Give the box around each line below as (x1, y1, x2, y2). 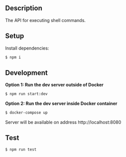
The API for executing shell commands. (5, 17, 86, 23)
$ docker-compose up (5, 110, 48, 115)
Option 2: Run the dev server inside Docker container (5, 100, 118, 106)
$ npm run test (5, 147, 37, 152)
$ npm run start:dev (5, 91, 48, 96)
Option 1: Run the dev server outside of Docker (5, 82, 104, 88)
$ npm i (5, 54, 21, 59)
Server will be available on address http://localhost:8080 (5, 119, 122, 125)
